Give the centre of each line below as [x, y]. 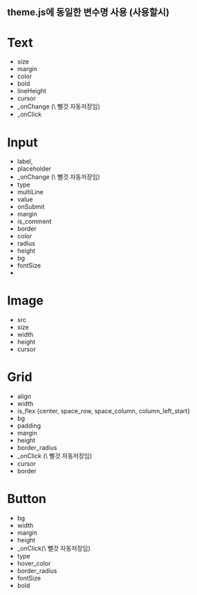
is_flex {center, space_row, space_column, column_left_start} [104, 411]
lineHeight [32, 91]
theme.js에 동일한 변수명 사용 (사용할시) [89, 12]
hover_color [34, 564]
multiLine [30, 192]
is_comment [34, 221]
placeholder [34, 169]
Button [27, 499]
